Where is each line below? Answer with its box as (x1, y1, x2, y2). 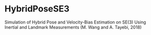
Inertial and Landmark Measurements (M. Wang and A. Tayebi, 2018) (4, 24, 142, 30)
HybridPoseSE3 (4, 3, 70, 14)
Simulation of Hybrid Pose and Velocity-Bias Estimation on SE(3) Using (4, 19, 146, 25)
